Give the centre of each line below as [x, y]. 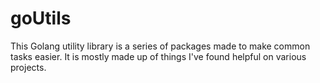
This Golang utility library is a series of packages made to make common [160, 46]
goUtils [41, 18]
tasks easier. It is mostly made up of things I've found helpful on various [158, 56]
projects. [28, 67]
